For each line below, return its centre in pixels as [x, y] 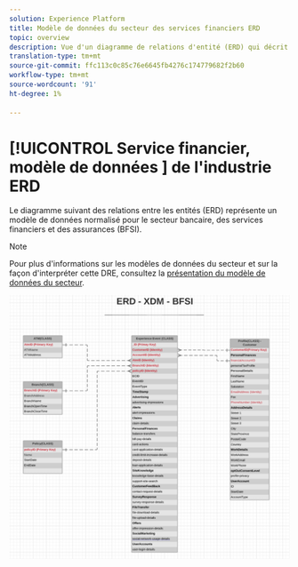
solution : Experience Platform [67, 19]
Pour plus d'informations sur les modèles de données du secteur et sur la [144, 264]
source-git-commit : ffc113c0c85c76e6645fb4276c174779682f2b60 [127, 66]
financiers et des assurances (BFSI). [76, 229]
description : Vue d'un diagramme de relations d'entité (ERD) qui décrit [149, 47]
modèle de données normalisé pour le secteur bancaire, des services [137, 220]
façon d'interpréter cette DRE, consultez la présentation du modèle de [137, 273]
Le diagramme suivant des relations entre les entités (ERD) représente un [143, 211]
